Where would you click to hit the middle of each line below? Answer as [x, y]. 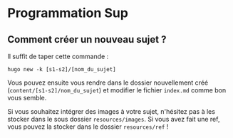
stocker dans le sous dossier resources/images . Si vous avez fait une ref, [114, 119]
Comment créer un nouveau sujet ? [87, 39]
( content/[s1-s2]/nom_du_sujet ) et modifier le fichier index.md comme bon [117, 90]
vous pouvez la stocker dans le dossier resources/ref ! [88, 127]
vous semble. [27, 98]
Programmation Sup [68, 13]
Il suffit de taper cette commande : [58, 56]
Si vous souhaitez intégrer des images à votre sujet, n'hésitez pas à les [112, 111]
